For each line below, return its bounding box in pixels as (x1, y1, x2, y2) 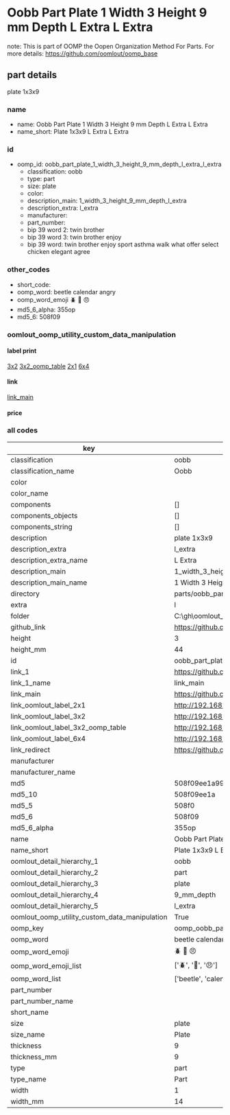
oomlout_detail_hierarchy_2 (10, 867, 99, 877)
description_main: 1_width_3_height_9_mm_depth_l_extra (27, 197, 187, 205)
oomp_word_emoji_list (10, 961, 82, 971)
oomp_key (10, 923, 44, 932)
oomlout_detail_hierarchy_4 (10, 890, 99, 900)
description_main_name (10, 578, 88, 587)
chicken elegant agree (27, 248, 90, 256)
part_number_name (10, 996, 73, 1006)
